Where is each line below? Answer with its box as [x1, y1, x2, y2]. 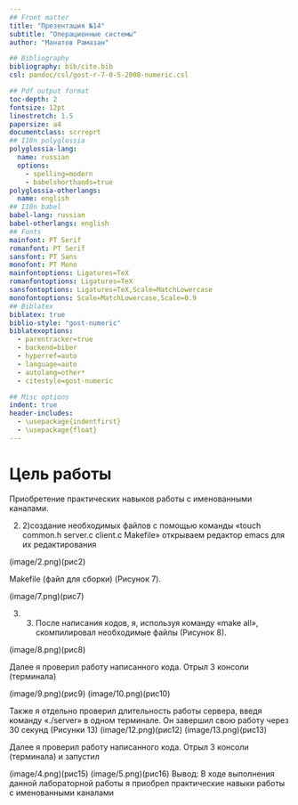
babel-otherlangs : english [9, 219, 109, 228]
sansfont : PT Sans [9, 252, 77, 261]
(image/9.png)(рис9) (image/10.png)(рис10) [9, 687, 171, 699]
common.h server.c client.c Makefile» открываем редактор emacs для [21, 529, 286, 540]
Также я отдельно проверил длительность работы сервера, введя [9, 705, 262, 716]
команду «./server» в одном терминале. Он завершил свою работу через [9, 714, 289, 726]
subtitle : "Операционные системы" [9, 29, 138, 38]
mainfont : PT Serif [9, 235, 82, 245]
